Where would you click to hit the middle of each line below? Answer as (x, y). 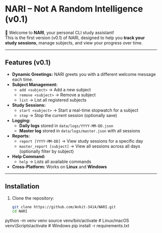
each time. (22, 79)
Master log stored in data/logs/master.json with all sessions (80, 131)
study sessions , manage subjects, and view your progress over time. (74, 43)
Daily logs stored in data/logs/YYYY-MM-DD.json (66, 125)
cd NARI (20, 211)
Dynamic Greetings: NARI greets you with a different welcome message (84, 74)
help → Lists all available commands (55, 161)
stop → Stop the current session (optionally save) (68, 115)
